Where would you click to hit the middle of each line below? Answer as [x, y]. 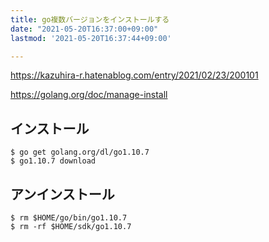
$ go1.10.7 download [53, 161]
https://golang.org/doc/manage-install [89, 95]
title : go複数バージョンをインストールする [90, 19]
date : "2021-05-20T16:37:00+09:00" [84, 29]
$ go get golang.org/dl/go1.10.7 [80, 152]
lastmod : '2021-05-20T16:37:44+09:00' [91, 38]
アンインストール [62, 194]
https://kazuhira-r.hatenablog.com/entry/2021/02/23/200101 [134, 75]
